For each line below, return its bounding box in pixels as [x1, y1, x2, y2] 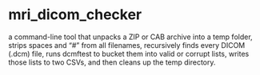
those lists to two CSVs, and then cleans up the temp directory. [8, 57, 216, 67]
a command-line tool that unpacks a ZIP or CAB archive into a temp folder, [8, 32, 254, 41]
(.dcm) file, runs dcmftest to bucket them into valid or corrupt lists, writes [8, 49, 250, 58]
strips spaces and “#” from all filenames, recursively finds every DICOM [8, 40, 246, 49]
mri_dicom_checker [8, 6, 142, 24]
